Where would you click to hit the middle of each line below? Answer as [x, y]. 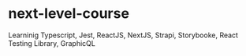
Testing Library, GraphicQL [52, 43]
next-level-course [69, 14]
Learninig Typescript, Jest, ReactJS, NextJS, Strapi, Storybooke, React [123, 35]
